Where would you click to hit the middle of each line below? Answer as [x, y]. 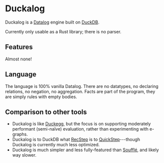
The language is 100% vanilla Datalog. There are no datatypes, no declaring [82, 86]
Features [19, 47]
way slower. [24, 155]
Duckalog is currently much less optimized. [56, 145]
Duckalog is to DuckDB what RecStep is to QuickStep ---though [76, 139]
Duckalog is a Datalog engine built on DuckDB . [52, 22]
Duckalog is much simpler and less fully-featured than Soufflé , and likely [85, 150]
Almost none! [18, 59]
